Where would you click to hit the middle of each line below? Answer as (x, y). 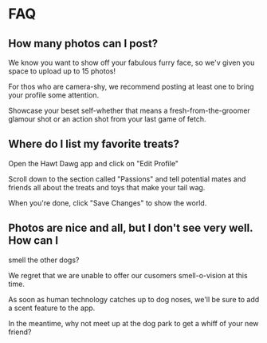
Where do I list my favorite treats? (94, 144)
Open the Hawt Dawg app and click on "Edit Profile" (94, 163)
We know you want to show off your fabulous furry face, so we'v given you (132, 62)
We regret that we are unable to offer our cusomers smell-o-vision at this (128, 275)
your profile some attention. (54, 95)
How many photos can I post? (83, 44)
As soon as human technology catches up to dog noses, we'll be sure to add (134, 299)
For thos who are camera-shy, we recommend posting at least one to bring (131, 86)
